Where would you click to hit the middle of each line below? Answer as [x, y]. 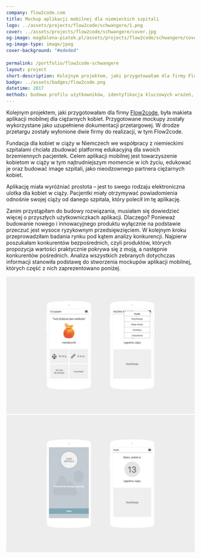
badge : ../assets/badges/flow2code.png [56, 82]
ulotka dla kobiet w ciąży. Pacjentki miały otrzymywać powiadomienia [92, 193]
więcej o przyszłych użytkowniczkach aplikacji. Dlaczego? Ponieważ [91, 217]
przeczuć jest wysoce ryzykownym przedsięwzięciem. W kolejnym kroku [96, 230]
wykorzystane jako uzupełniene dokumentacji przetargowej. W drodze [93, 125]
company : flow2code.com [36, 13]
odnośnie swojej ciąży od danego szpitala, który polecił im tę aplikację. [94, 199]
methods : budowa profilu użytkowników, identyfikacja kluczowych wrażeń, [100, 95]
